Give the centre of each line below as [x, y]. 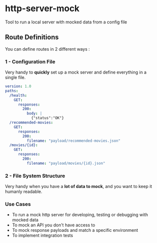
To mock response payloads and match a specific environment [75, 230]
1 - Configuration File [30, 61]
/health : [18, 95]
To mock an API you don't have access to [54, 225]
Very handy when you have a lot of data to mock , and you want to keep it [78, 187]
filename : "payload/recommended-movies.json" [73, 141]
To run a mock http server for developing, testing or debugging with [80, 215]
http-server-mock [42, 9]
